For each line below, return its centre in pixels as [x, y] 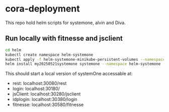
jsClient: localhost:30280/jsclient [47, 94]
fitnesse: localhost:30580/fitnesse [48, 105]
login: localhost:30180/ [36, 89]
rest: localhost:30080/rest [39, 83]
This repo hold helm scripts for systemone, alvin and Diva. [65, 23]
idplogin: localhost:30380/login [45, 99]
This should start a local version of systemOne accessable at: [69, 74]
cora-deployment [43, 9]
